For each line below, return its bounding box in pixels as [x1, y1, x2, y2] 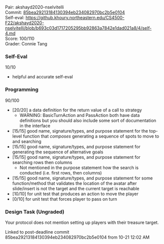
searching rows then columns [12, 159, 73, 165]
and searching [12, 138, 42, 144]
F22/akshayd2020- [5, 20, 44, 26]
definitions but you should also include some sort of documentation [19, 117, 156, 123]
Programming [5, 86, 38, 93]
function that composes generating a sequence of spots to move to [23, 133, 160, 139]
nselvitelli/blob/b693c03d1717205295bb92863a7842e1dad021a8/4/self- [5, 25, 152, 31]
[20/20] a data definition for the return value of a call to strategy [12, 107, 142, 113]
